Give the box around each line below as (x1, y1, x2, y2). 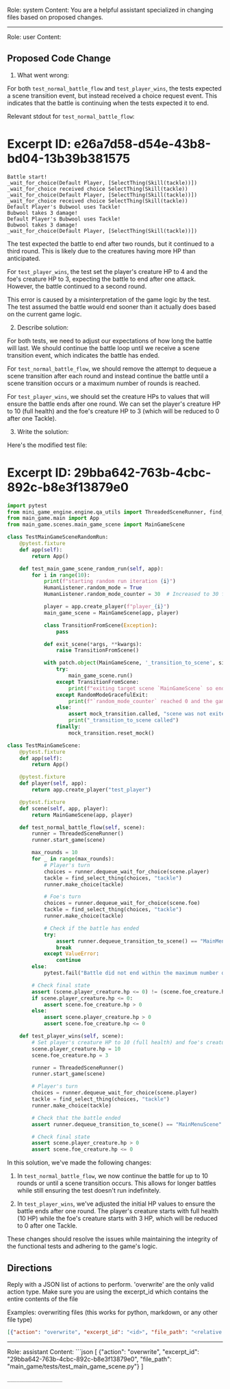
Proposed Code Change (7, 53, 111, 65)
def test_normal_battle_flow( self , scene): (19, 824, 146, 831)
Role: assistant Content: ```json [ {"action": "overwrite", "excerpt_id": (7, 1347, 200, 1355)
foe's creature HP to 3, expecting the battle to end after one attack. (7, 275, 196, 283)
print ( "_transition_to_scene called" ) (68, 717, 179, 724)
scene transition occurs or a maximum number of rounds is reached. (7, 379, 201, 387)
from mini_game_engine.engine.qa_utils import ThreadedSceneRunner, (7, 508, 207, 516)
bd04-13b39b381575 (7, 151, 131, 166)
